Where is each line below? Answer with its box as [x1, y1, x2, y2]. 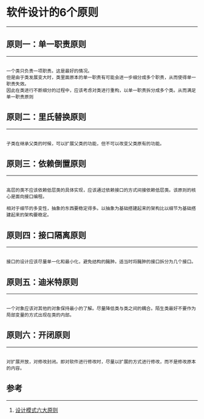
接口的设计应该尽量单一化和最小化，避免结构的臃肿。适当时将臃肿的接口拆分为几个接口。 [6, 259, 196, 265]
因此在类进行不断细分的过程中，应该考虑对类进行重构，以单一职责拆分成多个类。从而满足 [6, 87, 196, 93]
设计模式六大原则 [15, 406, 58, 414]
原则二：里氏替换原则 [6, 112, 86, 122]
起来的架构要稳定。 [10, 212, 52, 218]
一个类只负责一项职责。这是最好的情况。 [6, 68, 92, 74]
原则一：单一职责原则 [6, 39, 86, 49]
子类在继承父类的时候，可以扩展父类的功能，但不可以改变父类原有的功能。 [6, 141, 165, 147]
